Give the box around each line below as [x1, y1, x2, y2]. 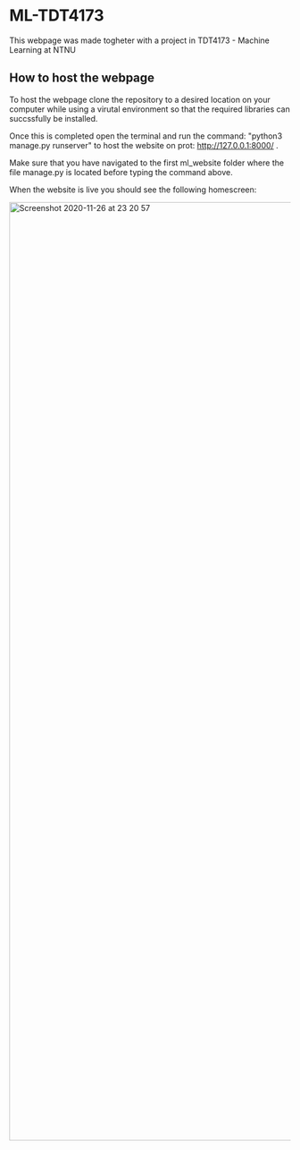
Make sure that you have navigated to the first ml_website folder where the [9, 157, 284, 168]
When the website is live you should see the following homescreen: [9, 184, 257, 195]
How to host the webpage [9, 71, 154, 86]
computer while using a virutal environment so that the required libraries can [9, 104, 290, 114]
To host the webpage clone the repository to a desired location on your [9, 94, 271, 105]
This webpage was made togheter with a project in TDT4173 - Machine [9, 35, 270, 46]
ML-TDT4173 [9, 5, 104, 26]
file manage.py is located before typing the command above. [9, 166, 234, 177]
